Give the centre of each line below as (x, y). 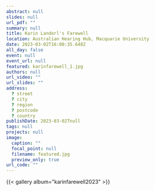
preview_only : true (35, 160)
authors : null (24, 72)
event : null (21, 55)
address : (17, 88)
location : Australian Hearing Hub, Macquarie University (78, 39)
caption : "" (26, 143)
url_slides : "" (25, 83)
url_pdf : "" (21, 22)
